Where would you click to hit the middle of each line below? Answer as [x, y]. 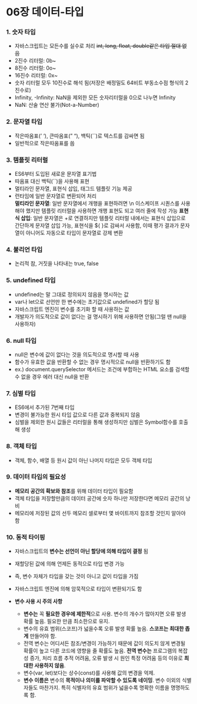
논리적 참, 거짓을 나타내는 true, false [56, 264]
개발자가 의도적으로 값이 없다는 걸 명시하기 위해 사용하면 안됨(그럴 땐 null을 [101, 316]
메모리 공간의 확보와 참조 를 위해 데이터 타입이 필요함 [74, 491]
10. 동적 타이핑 [26, 537]
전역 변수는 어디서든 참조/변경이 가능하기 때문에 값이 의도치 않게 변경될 [104, 643]
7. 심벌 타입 [21, 393]
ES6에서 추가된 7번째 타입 [44, 407]
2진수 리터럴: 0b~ [35, 61]
